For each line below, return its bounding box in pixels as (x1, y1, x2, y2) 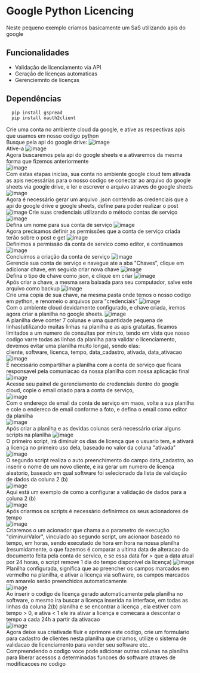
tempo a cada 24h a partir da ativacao (6, 616, 100, 623)
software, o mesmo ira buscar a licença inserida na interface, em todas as (6, 597, 188, 604)
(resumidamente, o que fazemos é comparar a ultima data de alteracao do (6, 546, 189, 553)
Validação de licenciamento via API (14, 63, 101, 71)
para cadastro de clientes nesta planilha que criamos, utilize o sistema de (6, 635, 187, 642)
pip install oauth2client (11, 115, 76, 121)
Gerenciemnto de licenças (14, 76, 80, 83)
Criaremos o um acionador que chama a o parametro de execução (6, 527, 170, 534)
